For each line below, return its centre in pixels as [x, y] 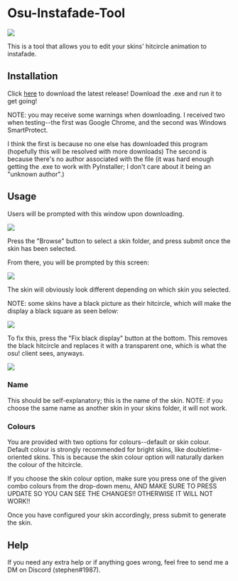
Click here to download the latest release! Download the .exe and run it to [115, 93]
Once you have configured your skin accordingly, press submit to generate [117, 515]
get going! [22, 101]
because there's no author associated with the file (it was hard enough [111, 159]
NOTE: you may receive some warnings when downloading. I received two [116, 115]
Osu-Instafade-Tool [66, 13]
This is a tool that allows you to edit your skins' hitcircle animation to [107, 46]
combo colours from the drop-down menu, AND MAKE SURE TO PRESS [112, 486]
